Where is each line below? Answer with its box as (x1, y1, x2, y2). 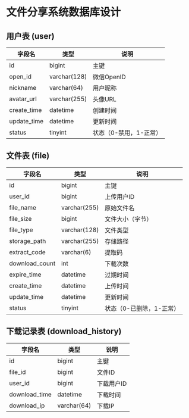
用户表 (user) (6, 31, 55, 41)
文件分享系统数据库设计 (6, 5, 121, 19)
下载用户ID (97, 379, 127, 388)
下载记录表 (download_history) (6, 326, 122, 336)
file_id (9, 367, 26, 376)
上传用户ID (105, 192, 135, 201)
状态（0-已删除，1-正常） (105, 304, 180, 313)
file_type (9, 226, 33, 234)
